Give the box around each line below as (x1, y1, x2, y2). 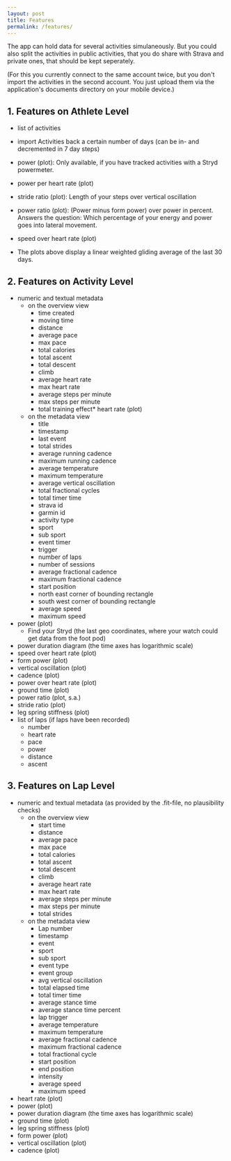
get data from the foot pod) (27, 634, 106, 642)
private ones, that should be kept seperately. (7, 57, 136, 65)
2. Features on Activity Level (7, 276, 134, 287)
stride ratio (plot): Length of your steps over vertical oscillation (17, 193, 197, 201)
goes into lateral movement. (17, 221, 97, 230)
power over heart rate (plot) (17, 679, 97, 686)
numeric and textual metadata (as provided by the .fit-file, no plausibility (17, 798, 225, 807)
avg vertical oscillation (38, 976, 103, 984)
